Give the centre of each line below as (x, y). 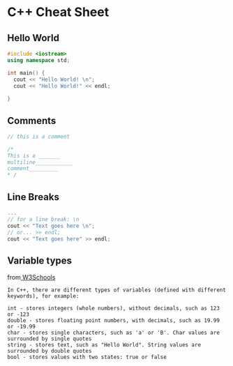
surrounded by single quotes (50, 339)
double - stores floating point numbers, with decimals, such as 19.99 (113, 321)
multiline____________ (40, 162)
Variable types (39, 260)
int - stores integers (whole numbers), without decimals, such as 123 (113, 308)
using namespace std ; (39, 60)
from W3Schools (31, 277)
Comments (32, 120)
